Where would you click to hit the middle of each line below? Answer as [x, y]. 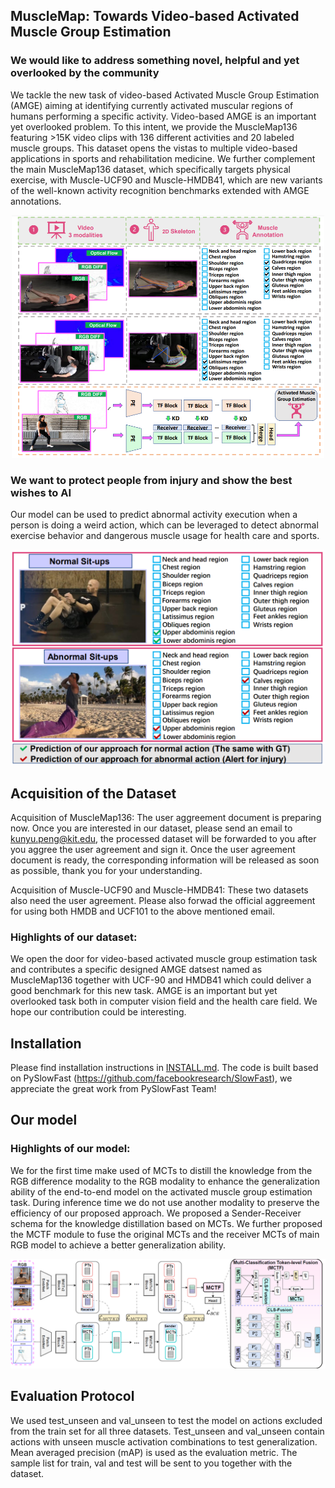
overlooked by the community [85, 73]
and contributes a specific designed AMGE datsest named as [136, 970]
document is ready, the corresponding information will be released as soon [165, 860]
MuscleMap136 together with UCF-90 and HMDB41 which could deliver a [161, 980]
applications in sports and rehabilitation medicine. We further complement [163, 158]
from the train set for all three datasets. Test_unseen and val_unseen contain [167, 1431]
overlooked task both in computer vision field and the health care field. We [164, 1001]
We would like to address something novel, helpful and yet [155, 61]
